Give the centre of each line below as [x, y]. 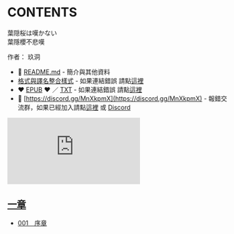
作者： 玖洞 [24, 57]
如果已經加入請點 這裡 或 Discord [83, 107]
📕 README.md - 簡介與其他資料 [64, 72]
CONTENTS [42, 12]
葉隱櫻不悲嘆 [26, 41]
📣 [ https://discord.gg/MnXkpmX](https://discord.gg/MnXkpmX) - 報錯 [119, 98]
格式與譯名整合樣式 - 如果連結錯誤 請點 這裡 [81, 80]
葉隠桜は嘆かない [32, 33]
